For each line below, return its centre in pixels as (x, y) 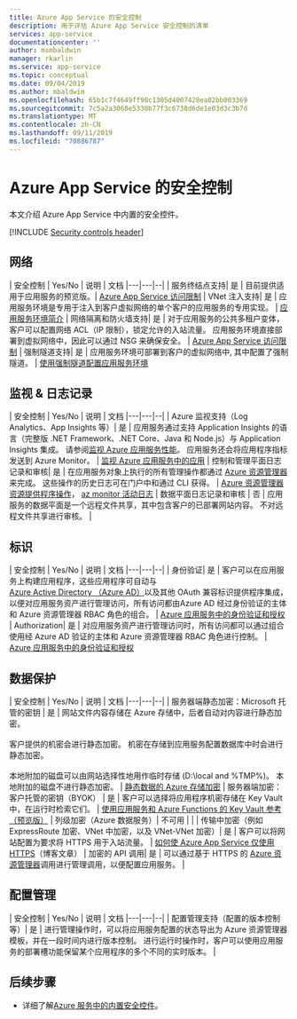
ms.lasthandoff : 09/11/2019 (61, 133)
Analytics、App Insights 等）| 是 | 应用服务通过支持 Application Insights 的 (145, 428)
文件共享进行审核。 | (54, 517)
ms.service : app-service (55, 67)
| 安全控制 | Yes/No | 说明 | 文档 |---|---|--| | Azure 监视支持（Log (129, 416)
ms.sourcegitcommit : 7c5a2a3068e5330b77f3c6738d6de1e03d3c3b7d (129, 108)
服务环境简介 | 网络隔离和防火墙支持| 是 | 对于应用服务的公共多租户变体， (150, 318)
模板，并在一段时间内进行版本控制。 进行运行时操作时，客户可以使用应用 (142, 940)
